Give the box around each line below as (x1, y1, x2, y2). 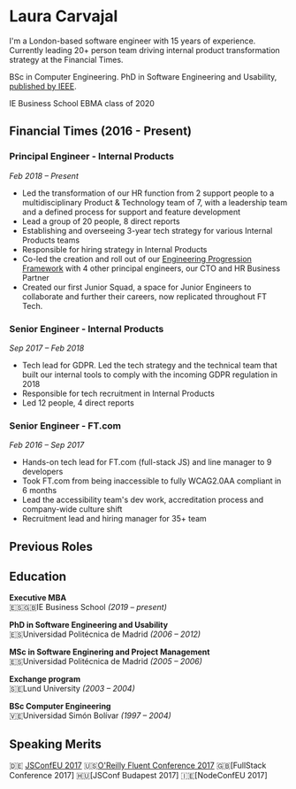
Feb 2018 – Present (9, 170, 80, 181)
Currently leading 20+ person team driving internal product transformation (9, 44, 280, 55)
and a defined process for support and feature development (21, 206, 241, 217)
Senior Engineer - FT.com (9, 419, 122, 431)
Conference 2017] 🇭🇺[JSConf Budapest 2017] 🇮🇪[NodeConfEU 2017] (9, 770, 268, 781)
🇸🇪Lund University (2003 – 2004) (9, 684, 135, 694)
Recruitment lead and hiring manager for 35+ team (21, 514, 208, 524)
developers (21, 467, 64, 477)
